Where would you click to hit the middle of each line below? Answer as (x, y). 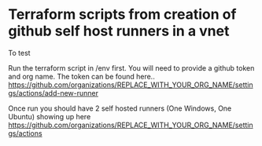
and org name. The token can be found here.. (81, 76)
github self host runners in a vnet (119, 31)
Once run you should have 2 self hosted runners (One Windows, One (120, 108)
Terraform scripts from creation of (122, 15)
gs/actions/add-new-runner (53, 93)
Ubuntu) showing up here (50, 116)
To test (19, 53)
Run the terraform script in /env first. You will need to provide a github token (131, 68)
